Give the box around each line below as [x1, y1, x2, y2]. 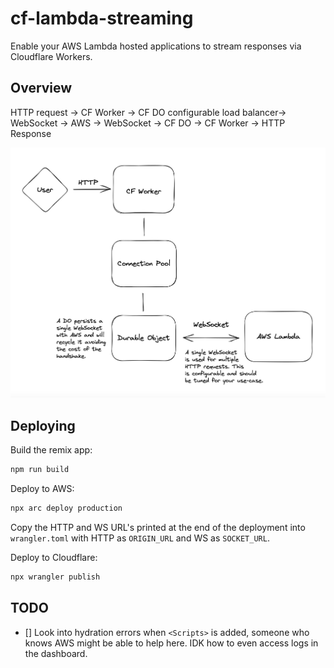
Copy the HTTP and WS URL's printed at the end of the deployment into [10, 521, 306, 533]
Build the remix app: [10, 444, 93, 456]
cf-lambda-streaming [10, 7, 194, 30]
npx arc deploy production [10, 503, 123, 513]
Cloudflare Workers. [10, 50, 93, 62]
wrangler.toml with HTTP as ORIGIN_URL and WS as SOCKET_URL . [10, 532, 270, 544]
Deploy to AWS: [10, 482, 75, 494]
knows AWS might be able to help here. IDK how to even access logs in [24, 637, 319, 649]
